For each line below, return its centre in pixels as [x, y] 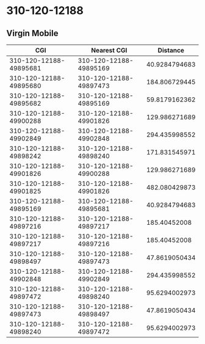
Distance [171, 50]
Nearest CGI [109, 50]
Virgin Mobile [32, 33]
